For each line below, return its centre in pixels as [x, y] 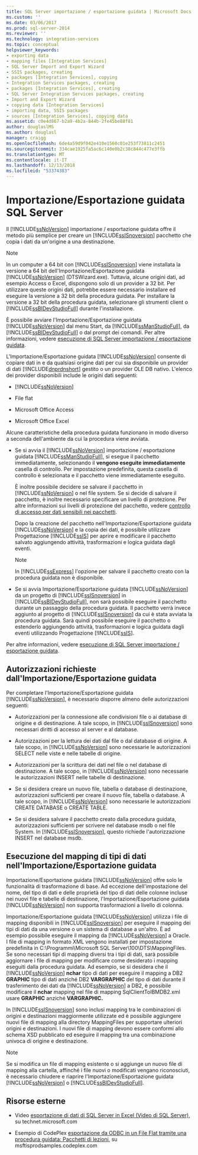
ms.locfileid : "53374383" [38, 171]
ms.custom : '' [24, 17]
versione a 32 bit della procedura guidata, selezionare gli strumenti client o [97, 302]
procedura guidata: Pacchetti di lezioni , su [66, 1139]
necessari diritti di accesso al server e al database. [77, 729]
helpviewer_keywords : [33, 50]
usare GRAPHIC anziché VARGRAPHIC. [55, 998]
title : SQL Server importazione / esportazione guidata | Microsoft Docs [99, 12]
